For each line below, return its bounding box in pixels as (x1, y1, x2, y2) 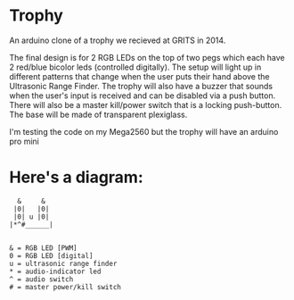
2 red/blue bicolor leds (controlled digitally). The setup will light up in (9, 62, 262, 72)
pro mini (9, 136, 40, 146)
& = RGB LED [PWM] (9, 243, 78, 253)
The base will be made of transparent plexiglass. (9, 109, 188, 120)
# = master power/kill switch (9, 282, 122, 291)
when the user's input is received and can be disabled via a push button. (9, 90, 276, 101)
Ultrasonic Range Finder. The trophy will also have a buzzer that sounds (9, 80, 274, 91)
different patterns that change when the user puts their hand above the (9, 71, 270, 81)
